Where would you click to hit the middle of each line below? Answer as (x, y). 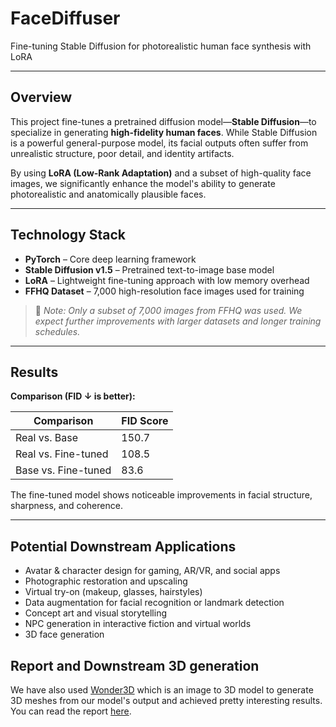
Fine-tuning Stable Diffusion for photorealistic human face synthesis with (161, 46)
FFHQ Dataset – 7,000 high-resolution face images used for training (164, 291)
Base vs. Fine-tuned (63, 470)
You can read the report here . (71, 711)
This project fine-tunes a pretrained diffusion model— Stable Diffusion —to (163, 121)
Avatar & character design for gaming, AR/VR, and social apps (152, 571)
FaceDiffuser (65, 18)
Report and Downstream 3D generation (135, 665)
